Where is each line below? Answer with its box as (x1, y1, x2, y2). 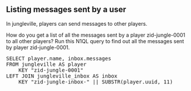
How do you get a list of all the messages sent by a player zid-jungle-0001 (6, 32, 186, 38)
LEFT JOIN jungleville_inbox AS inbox (6, 72, 118, 79)
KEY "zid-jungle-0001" (18, 66, 84, 73)
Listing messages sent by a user (6, 5, 127, 15)
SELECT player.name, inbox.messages (6, 55, 111, 62)
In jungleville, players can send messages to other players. (6, 20, 148, 27)
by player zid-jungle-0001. (6, 44, 70, 51)
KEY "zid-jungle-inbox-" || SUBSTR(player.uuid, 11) (18, 78, 173, 85)
